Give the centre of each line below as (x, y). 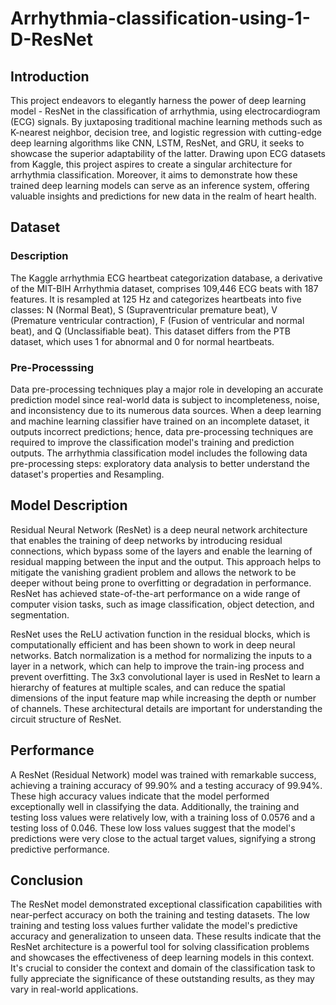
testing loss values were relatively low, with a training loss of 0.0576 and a (163, 817)
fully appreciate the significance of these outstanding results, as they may (162, 979)
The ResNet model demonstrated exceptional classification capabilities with (166, 904)
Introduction (50, 76)
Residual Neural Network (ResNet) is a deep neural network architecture (159, 529)
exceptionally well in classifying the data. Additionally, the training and (155, 806)
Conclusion (47, 880)
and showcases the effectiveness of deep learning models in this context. (162, 958)
